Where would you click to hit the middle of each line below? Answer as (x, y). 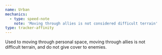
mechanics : (16, 14)
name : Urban (17, 10)
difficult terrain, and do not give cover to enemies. (56, 47)
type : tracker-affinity (30, 28)
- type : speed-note (30, 19)
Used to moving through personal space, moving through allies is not (75, 42)
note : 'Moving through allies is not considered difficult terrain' (86, 23)
